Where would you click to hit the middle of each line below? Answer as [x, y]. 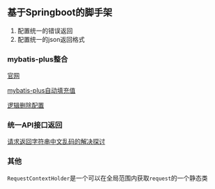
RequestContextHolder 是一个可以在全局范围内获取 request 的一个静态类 [107, 178]
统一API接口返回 [35, 126]
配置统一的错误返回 [45, 31]
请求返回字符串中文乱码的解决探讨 [56, 142]
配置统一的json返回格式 [51, 39]
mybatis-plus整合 [38, 59]
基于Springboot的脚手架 [60, 13]
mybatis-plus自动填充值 [41, 91]
